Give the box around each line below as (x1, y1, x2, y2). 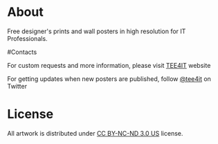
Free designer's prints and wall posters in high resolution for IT (7, 27, 186, 35)
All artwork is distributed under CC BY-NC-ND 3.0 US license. (7, 129, 183, 137)
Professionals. (7, 34, 48, 42)
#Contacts (7, 48, 37, 56)
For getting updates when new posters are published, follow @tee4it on (7, 74, 211, 83)
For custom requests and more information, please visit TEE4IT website (7, 61, 211, 69)
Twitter (7, 82, 28, 90)
